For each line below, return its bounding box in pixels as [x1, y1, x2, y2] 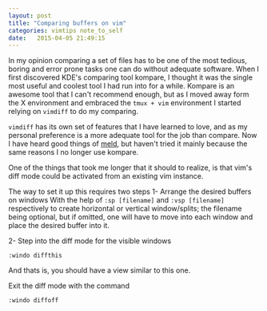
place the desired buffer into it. [8, 221, 110, 230]
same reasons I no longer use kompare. [8, 148, 139, 157]
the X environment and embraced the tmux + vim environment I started [8, 98, 241, 108]
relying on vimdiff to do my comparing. [8, 107, 138, 116]
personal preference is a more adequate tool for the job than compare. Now [8, 131, 257, 140]
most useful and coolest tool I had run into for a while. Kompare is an [8, 81, 235, 91]
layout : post [8, 11, 52, 20]
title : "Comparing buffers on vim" [8, 19, 127, 27]
